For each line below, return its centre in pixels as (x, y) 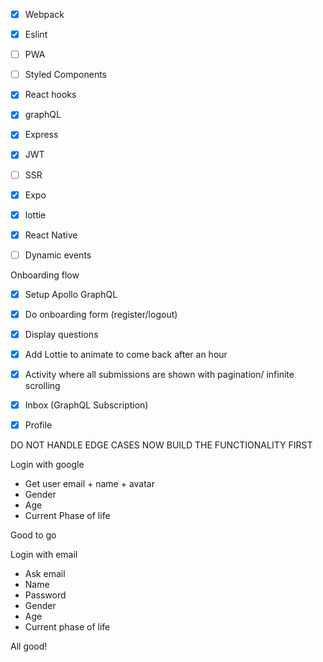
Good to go (33, 535)
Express (41, 135)
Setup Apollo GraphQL (71, 294)
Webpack (44, 14)
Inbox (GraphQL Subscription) (86, 405)
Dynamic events (58, 255)
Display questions (61, 334)
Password (45, 595)
